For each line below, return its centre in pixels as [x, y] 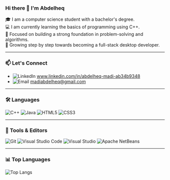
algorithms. [17, 39]
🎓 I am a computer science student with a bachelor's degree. [70, 19]
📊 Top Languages [28, 160]
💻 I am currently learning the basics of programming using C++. [73, 27]
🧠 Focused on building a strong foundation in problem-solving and [74, 34]
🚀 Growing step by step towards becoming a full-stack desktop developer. [83, 45]
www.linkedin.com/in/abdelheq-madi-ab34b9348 [89, 76]
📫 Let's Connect [26, 63]
